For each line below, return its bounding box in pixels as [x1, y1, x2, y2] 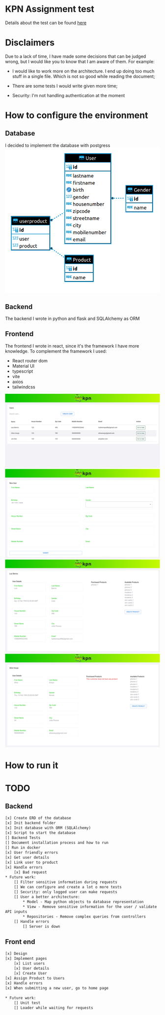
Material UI [12, 363, 35, 369]
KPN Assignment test [5, 3, 95, 15]
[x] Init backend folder [5, 821, 56, 826]
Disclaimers [5, 37, 55, 48]
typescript [12, 368, 33, 374]
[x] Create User [14, 971, 48, 976]
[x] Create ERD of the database [5, 816, 71, 821]
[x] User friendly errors [5, 850, 58, 855]
